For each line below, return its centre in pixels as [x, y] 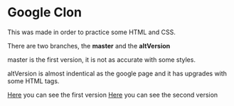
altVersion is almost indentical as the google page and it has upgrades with [117, 73]
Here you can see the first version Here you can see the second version [113, 95]
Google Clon [44, 12]
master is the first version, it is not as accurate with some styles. [101, 59]
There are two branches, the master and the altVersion [89, 46]
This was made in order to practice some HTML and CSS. [91, 32]
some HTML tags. [33, 81]
